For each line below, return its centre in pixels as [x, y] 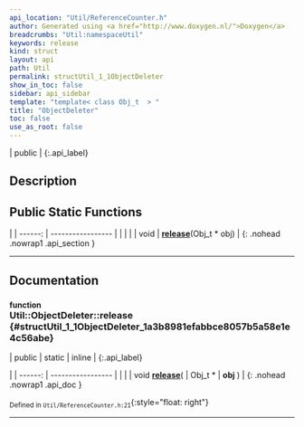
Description [43, 181]
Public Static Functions [76, 212]
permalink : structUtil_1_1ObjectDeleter [87, 77]
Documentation [54, 280]
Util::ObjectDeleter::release [71, 315]
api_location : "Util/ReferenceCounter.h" [89, 18]
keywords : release [44, 43]
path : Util [30, 69]
